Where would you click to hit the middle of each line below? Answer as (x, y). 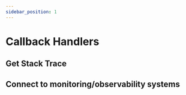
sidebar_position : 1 (31, 12)
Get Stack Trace (36, 64)
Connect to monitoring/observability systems (93, 84)
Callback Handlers (52, 41)
